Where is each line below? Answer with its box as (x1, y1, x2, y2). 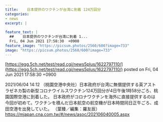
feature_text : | (5, 30, 38, 35)
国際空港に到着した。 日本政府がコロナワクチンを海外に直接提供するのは (9, 93, 156, 100)
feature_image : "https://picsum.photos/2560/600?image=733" (5, 43, 130, 48)
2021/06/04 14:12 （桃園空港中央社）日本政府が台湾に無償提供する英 (5, 81, 144, 87)
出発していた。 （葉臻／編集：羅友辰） (21, 105, 100, 112)
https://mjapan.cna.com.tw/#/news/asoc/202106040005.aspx (5, 111, 130, 117)
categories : (5, 12, 29, 17)
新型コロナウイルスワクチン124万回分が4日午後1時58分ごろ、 (30, 87, 154, 93)
